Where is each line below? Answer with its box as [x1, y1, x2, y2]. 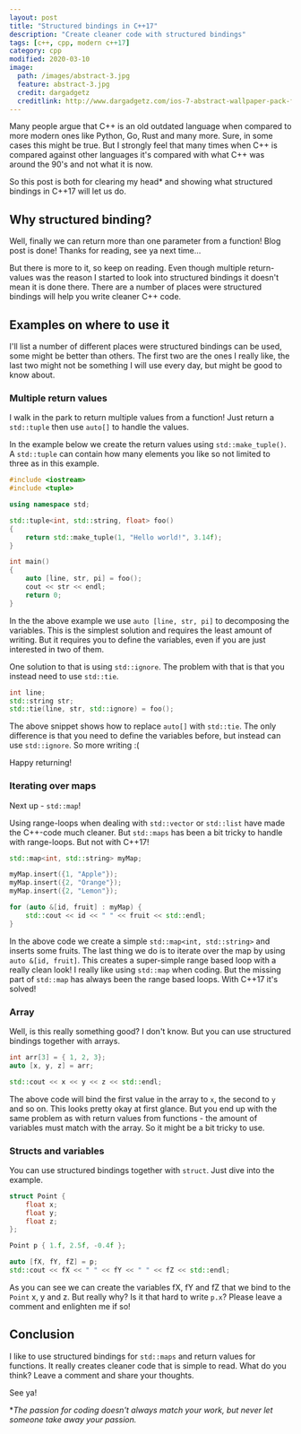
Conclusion [9, 1327, 75, 1343]
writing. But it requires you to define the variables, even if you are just [9, 634, 266, 645]
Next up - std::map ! [9, 799, 82, 811]
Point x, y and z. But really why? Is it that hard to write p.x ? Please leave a [9, 1291, 282, 1302]
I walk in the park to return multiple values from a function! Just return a [9, 412, 275, 423]
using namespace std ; [9, 500, 90, 509]
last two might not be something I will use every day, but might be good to [9, 360, 282, 370]
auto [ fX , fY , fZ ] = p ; [9, 1257, 99, 1266]
